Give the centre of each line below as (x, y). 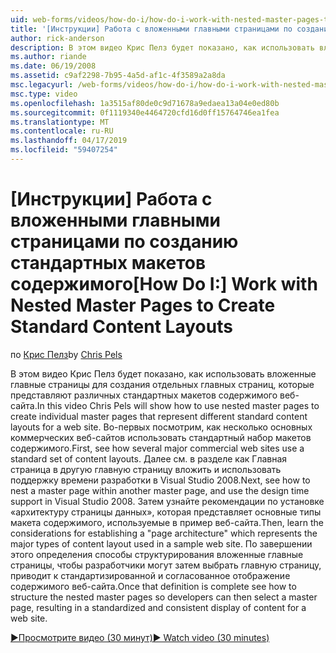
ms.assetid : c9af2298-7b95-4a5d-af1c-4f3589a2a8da (118, 76)
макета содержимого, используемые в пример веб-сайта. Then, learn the (167, 522)
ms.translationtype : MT (60, 122)
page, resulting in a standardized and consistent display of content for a (158, 607)
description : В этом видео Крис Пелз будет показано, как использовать (162, 47)
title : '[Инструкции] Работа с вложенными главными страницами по (151, 29)
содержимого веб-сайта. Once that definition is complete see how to (153, 586)
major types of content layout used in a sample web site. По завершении (161, 543)
